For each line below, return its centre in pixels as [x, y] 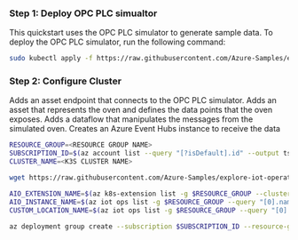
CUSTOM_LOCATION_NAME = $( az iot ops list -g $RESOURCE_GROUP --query [138, 210]
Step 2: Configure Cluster [66, 81]
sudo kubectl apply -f [51, 59]
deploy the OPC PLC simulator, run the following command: [118, 42]
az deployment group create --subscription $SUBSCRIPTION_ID [125, 226]
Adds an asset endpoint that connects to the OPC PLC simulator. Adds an [143, 100]
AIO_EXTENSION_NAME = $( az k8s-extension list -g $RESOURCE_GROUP [130, 194]
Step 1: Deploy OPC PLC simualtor [83, 13]
